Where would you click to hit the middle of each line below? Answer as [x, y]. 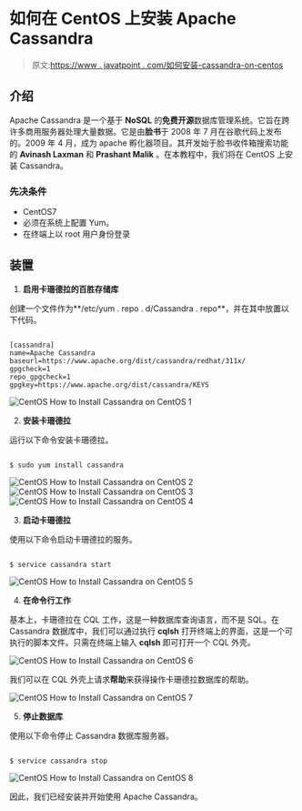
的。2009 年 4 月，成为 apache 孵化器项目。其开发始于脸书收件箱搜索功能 [149, 143]
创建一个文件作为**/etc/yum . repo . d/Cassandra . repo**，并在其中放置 [146, 308]
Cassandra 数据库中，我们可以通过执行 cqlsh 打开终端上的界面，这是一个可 [151, 631]
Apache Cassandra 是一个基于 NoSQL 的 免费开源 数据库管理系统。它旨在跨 [150, 120]
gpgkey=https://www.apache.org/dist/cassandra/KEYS [109, 385]
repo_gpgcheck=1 [40, 377]
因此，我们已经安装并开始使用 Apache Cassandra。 [106, 796]
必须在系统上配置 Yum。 [68, 223]
